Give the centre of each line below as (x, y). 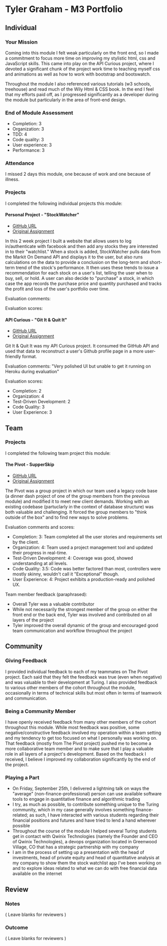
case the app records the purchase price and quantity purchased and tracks (83, 283)
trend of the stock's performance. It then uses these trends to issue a (87, 267)
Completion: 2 (27, 391)
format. (30, 357)
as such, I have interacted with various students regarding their (94, 815)
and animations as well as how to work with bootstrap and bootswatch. (78, 74)
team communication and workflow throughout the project (72, 631)
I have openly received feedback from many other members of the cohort (81, 722)
